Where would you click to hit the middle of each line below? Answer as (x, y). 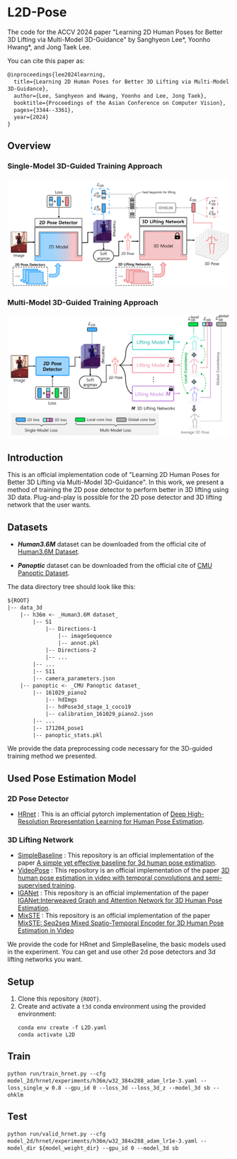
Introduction (35, 458)
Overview (29, 146)
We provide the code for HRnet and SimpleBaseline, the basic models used (117, 944)
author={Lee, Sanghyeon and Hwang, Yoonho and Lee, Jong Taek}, (110, 96)
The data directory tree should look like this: (71, 587)
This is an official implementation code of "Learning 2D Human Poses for (114, 475)
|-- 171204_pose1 (58, 728)
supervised (34, 885)
